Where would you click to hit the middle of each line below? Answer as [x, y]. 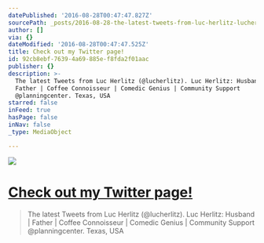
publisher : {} [31, 67]
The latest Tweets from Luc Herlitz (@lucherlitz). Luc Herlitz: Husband [141, 214]
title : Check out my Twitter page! [66, 52]
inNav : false [29, 125]
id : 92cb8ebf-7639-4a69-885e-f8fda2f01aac [79, 60]
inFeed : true [29, 111]
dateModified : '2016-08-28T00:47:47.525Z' [79, 45]
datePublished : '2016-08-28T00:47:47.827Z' [81, 15]
